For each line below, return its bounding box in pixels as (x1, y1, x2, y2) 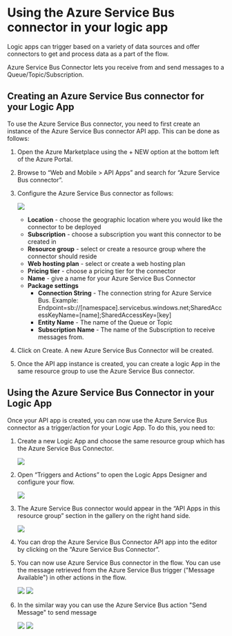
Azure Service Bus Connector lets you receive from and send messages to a (7, 63, 224, 71)
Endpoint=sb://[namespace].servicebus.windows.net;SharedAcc (37, 303, 222, 311)
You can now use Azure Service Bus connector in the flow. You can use (17, 558, 221, 567)
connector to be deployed (27, 222, 101, 231)
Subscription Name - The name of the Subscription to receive (37, 325, 215, 334)
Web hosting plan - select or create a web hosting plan (27, 259, 186, 267)
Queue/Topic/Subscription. (7, 70, 84, 79)
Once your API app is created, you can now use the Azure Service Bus (7, 416, 208, 424)
